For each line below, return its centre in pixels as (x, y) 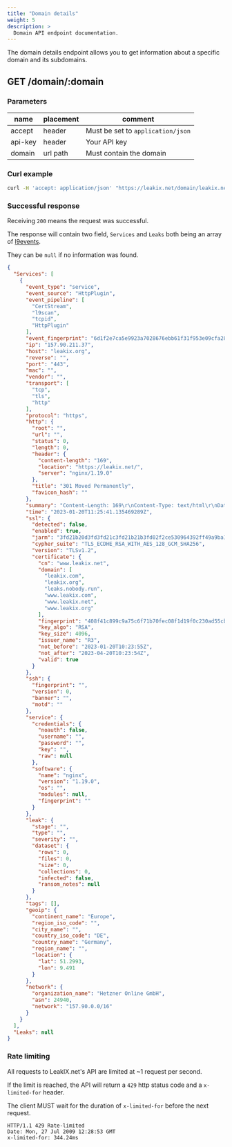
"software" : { (52, 769)
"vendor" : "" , (46, 377)
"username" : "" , (61, 737)
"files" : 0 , (55, 859)
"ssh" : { (38, 679)
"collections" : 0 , (64, 871)
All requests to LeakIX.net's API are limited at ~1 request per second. (105, 1071)
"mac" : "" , (41, 370)
